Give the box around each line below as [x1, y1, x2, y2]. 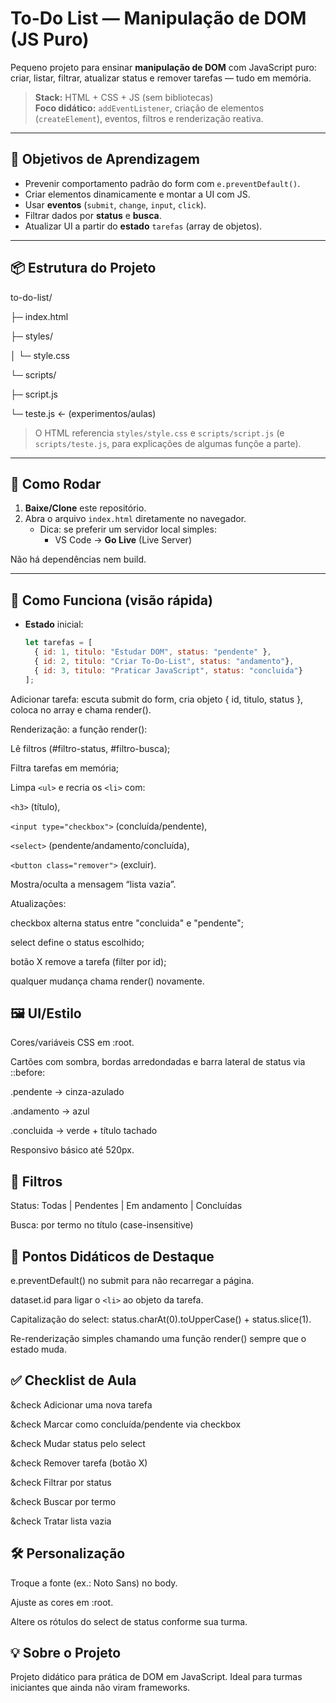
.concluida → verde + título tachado [10, 1125, 158, 1137]
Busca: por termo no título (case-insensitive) [10, 1219, 194, 1231]
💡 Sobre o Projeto [10, 1645, 122, 1662]
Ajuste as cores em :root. [10, 1596, 114, 1608]
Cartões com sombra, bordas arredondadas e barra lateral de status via [10, 1056, 306, 1068]
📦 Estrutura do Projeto [10, 260, 157, 277]
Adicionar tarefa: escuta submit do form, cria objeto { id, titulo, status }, [10, 693, 304, 705]
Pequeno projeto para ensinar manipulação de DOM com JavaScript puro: [10, 61, 317, 73]
